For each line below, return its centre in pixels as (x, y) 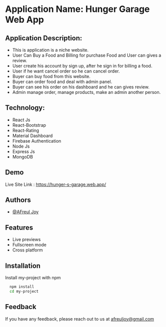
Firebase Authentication (37, 141)
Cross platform (28, 250)
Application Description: (44, 38)
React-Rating (26, 130)
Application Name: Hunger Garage (78, 9)
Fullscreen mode (29, 245)
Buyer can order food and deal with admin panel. (62, 82)
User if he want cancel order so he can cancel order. (66, 71)
